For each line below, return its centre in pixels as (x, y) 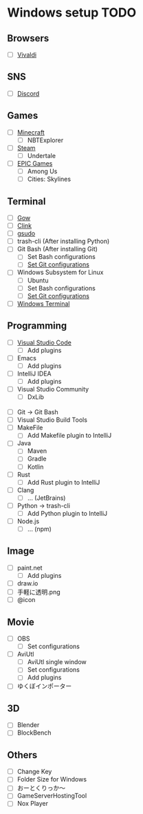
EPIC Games (35, 163)
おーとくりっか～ (41, 788)
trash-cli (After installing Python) (63, 241)
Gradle (37, 459)
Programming (37, 326)
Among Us (42, 171)
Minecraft (31, 132)
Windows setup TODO (72, 13)
